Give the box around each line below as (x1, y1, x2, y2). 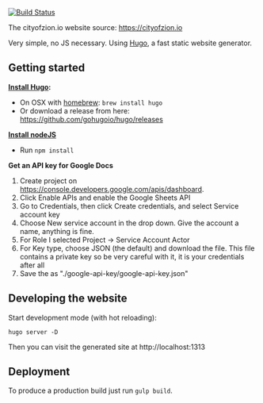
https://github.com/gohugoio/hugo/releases (19, 114, 164, 124)
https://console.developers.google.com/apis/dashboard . (19, 184, 204, 194)
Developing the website (8, 292, 128, 305)
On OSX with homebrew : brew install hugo (19, 98, 163, 107)
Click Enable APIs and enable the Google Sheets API (19, 193, 191, 202)
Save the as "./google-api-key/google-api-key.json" (19, 268, 189, 278)
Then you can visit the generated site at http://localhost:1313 (8, 342, 206, 351)
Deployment (8, 365, 71, 378)
